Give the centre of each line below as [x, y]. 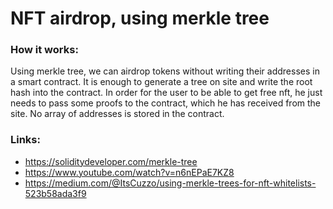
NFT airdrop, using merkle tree [140, 18]
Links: [25, 140]
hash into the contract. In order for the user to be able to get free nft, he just [166, 93]
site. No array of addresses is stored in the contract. [117, 114]
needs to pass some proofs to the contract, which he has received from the [165, 103]
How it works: [44, 50]
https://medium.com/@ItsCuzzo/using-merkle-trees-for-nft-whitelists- [170, 183]
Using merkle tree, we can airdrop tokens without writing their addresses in [165, 71]
